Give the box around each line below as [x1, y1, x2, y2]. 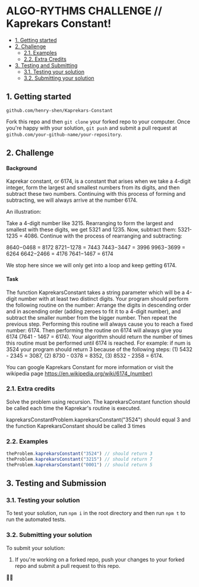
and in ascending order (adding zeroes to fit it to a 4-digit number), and [6, 308, 181, 315]
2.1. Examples [23, 49, 58, 56]
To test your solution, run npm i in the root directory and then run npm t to [6, 510, 186, 517]
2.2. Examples [6, 437, 49, 445]
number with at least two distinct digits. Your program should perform [18, 295, 189, 302]
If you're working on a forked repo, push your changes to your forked [14, 555, 185, 563]
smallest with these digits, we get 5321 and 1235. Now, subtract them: [6, 226, 177, 233]
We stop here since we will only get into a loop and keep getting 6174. [6, 262, 177, 269]
